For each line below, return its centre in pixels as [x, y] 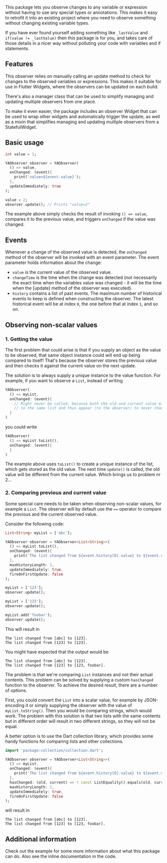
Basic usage [24, 143]
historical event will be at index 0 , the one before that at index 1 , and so [85, 304]
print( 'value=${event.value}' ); [47, 177]
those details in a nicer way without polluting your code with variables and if [83, 43]
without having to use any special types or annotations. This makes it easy [81, 12]
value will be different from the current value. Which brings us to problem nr [83, 475]
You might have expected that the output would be [57, 652]
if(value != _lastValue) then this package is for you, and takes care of [79, 38]
